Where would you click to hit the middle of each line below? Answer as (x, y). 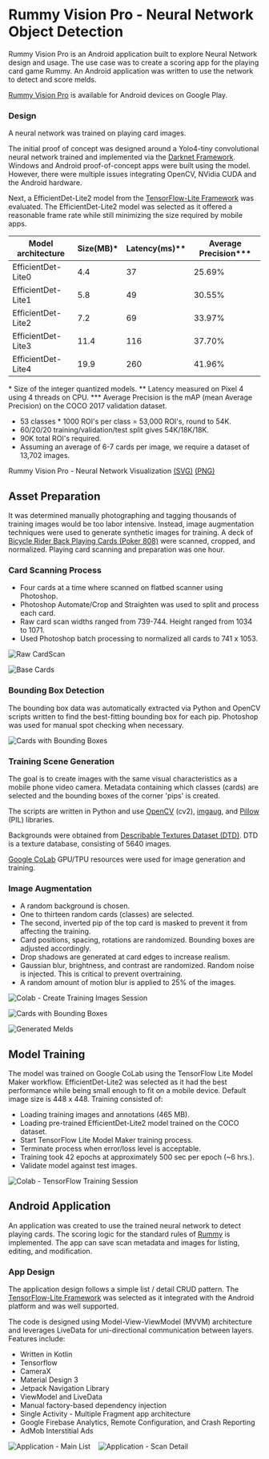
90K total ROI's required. (60, 439)
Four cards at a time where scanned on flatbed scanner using (121, 588)
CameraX (35, 1372)
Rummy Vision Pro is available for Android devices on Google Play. (118, 94)
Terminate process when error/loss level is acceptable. (110, 1149)
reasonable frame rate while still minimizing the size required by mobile (125, 215)
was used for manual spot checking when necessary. (96, 725)
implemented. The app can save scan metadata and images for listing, (124, 1242)
